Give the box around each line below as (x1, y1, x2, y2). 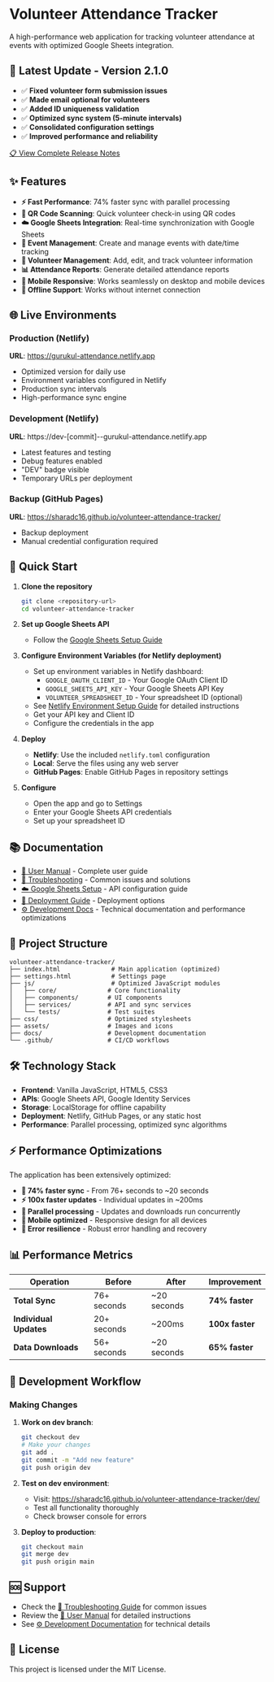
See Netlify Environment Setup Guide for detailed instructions (33, 701, 240, 711)
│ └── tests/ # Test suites (9, 1008, 155, 1016)
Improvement (208, 1276, 262, 1288)
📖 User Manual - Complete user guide (20, 867, 149, 876)
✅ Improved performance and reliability (20, 131, 159, 141)
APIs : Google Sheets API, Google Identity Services (20, 1093, 191, 1103)
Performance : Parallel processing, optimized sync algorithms (20, 1119, 228, 1129)
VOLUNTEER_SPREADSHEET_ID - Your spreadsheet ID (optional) (45, 693, 243, 702)
